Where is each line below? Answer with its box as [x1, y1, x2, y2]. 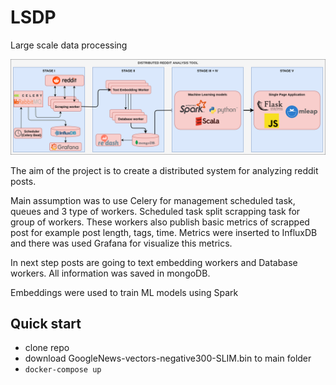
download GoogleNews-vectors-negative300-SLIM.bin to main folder [24, 352, 312, 365]
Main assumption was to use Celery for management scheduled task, [10, 194, 296, 206]
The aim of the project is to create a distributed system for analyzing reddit [10, 164, 319, 176]
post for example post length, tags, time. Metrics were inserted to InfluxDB [10, 226, 318, 238]
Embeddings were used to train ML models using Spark [10, 286, 239, 298]
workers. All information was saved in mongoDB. [10, 267, 211, 279]
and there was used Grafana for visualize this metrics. [10, 237, 233, 249]
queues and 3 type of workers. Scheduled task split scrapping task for [10, 205, 301, 217]
